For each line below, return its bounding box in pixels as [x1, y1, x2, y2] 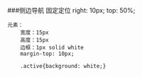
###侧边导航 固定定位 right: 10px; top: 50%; [7, 6, 136, 14]
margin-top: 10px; [20, 50, 75, 57]
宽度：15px [20, 29, 49, 36]
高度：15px [20, 37, 49, 44]
